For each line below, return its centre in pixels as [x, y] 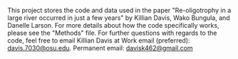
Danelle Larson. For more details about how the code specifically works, [113, 25]
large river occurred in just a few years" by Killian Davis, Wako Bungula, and [119, 18]
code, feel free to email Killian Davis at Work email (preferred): [99, 41]
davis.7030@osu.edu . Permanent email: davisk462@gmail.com [100, 48]
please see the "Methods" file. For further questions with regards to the [112, 33]
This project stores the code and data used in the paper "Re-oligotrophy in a [119, 10]
